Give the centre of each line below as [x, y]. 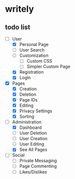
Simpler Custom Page [48, 67]
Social [18, 155]
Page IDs [28, 100]
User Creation [33, 139]
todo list [18, 27]
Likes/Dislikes [33, 172]
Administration [27, 122]
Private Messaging [38, 161]
